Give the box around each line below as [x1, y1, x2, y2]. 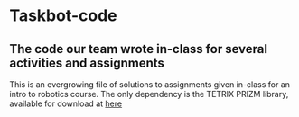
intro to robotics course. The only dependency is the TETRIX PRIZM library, [9, 89, 289, 99]
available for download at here [9, 98, 123, 109]
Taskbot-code [9, 5, 117, 26]
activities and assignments [9, 55, 165, 70]
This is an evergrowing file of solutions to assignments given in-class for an [9, 79, 291, 90]
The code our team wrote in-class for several [9, 41, 268, 57]
